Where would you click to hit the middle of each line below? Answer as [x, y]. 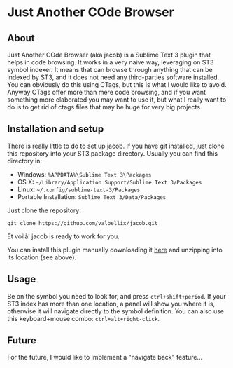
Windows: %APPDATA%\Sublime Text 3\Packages [84, 174]
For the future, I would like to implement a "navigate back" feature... [105, 357]
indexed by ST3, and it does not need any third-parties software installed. [113, 77]
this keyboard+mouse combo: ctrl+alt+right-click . [83, 318]
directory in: [24, 161]
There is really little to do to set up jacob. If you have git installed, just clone [116, 146]
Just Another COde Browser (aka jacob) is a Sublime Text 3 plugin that [109, 55]
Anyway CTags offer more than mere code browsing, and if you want [107, 92]
